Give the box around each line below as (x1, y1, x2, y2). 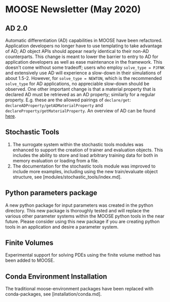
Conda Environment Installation (5, 272, 108, 281)
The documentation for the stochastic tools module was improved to (12, 163, 156, 169)
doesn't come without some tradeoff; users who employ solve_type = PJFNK (5, 65, 165, 70)
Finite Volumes (5, 238, 54, 248)
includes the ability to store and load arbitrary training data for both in (12, 152, 158, 158)
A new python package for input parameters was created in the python (5, 202, 153, 208)
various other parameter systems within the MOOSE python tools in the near (5, 213, 165, 219)
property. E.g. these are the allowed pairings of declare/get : (5, 97, 131, 103)
